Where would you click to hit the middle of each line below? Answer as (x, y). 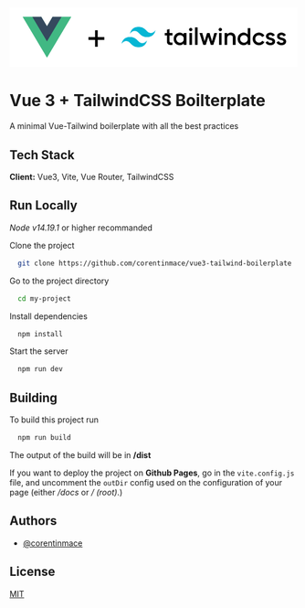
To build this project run (54, 420)
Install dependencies (49, 316)
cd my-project (44, 299)
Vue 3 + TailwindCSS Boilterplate (138, 101)
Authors (33, 521)
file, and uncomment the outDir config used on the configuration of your (146, 482)
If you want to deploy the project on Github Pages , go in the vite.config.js (152, 473)
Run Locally (43, 205)
